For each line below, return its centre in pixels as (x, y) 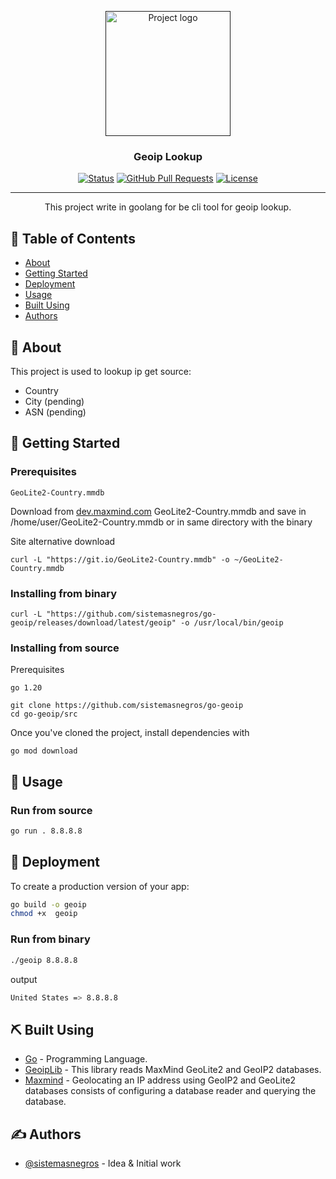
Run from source (51, 810)
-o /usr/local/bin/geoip (232, 622)
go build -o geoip (48, 904)
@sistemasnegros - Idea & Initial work (103, 1163)
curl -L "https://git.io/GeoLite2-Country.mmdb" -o (120, 559)
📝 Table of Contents (73, 238)
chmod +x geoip (44, 914)
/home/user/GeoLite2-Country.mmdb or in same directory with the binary (161, 522)
